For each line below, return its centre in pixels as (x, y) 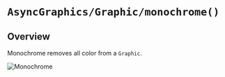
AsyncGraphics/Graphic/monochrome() (114, 12)
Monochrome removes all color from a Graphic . (75, 53)
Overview (29, 36)
